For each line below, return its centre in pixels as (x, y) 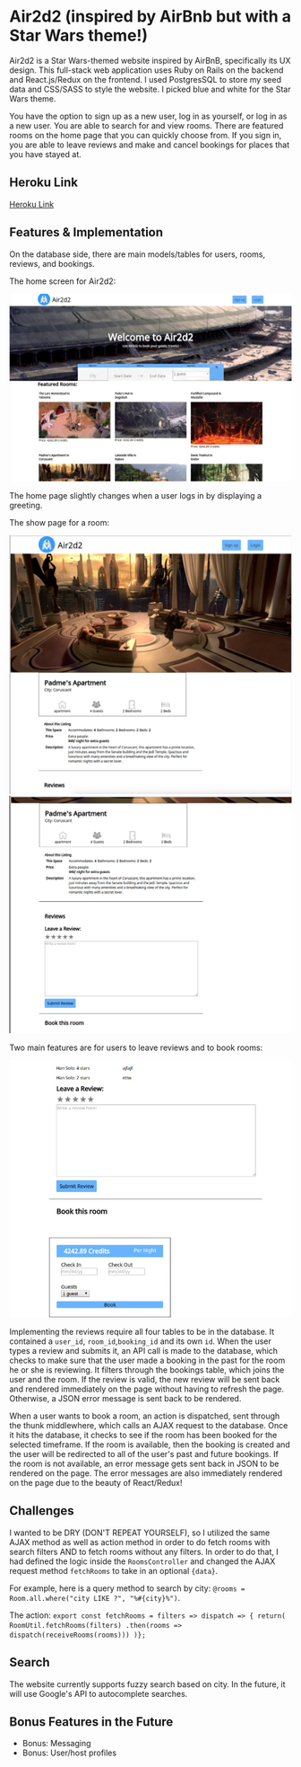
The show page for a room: (60, 522)
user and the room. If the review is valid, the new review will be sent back (145, 1379)
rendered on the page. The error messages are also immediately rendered (146, 1473)
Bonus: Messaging (56, 1744)
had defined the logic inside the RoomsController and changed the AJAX (142, 1561)
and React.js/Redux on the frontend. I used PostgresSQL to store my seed (146, 79)
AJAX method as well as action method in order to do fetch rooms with (140, 1542)
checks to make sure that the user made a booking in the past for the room (147, 1360)
